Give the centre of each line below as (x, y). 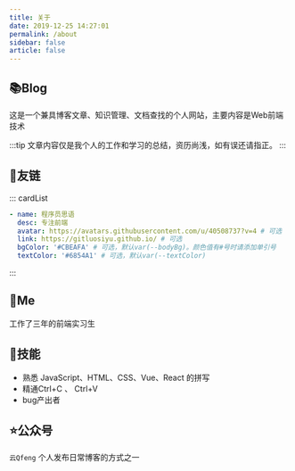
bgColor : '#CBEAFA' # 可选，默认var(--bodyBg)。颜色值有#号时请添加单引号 (147, 248)
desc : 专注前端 (43, 223)
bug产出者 (41, 400)
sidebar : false (37, 42)
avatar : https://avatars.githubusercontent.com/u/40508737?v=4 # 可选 (150, 231)
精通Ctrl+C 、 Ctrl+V (60, 388)
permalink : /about (43, 34)
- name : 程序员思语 (42, 214)
